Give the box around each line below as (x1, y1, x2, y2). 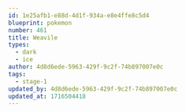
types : (8, 41, 30, 49)
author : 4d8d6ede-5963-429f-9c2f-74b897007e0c (8, 63, 164, 71)
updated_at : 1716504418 (8, 92, 87, 100)
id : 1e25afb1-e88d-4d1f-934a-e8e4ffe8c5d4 (8, 11, 150, 20)
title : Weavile (8, 33, 58, 42)
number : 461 (8, 26, 47, 34)
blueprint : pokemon (8, 19, 72, 27)
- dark (15, 48, 37, 56)
